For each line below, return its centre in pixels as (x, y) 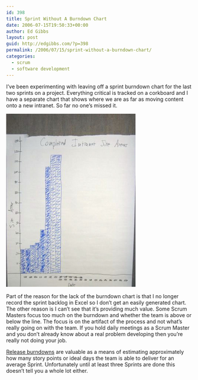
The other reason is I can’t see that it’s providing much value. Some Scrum (97, 309)
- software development (40, 69)
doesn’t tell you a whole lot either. (47, 371)
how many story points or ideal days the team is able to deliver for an (90, 358)
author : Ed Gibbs (27, 31)
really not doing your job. (37, 340)
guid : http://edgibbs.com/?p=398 (47, 44)
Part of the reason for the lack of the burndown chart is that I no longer (92, 296)
